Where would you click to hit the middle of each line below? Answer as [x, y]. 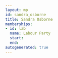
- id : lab [16, 29]
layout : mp [17, 10]
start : [17, 38]
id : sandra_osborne [26, 15]
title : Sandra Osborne [29, 19]
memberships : [19, 24]
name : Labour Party [30, 33]
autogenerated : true [27, 47]
